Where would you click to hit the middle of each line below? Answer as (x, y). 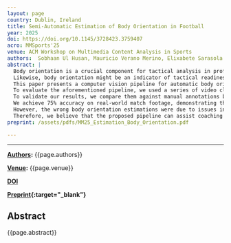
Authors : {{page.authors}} (45, 154)
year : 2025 (23, 33)
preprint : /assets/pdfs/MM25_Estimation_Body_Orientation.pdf (98, 122)
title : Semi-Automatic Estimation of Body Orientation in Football (106, 26)
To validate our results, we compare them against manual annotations (117, 97)
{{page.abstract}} (32, 233)
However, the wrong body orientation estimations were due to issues (115, 109)
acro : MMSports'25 (33, 45)
